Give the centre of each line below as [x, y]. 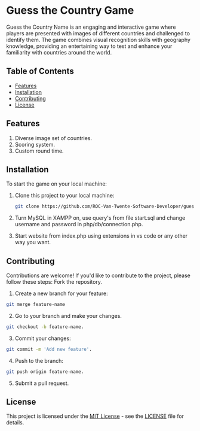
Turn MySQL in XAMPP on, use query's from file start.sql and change [100, 218]
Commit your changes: [43, 338]
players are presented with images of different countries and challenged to [98, 33]
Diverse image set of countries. [53, 138]
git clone [27, 207]
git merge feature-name [36, 305]
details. [15, 423]
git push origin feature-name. [45, 372]
